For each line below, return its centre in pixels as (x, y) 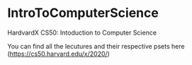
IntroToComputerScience (83, 13)
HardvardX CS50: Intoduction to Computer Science (82, 32)
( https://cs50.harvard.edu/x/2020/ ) (58, 54)
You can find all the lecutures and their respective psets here (96, 46)
